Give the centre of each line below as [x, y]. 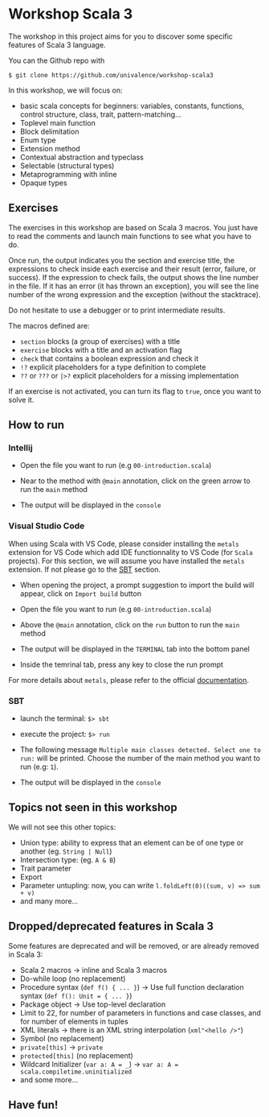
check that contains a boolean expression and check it [109, 358]
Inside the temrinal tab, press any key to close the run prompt [121, 664]
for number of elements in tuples [74, 1021]
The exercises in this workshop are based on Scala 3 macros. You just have [133, 227]
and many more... [49, 901]
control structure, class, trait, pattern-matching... [101, 114]
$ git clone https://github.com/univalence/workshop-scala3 [111, 75]
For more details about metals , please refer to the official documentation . [129, 680]
